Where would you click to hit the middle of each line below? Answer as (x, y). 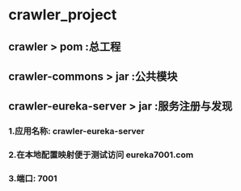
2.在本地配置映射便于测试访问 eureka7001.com (101, 155)
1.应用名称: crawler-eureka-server (76, 131)
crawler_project (63, 15)
